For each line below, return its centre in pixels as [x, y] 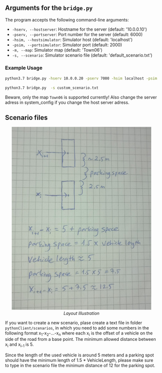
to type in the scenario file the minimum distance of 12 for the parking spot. [80, 366]
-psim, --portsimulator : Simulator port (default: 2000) [67, 45]
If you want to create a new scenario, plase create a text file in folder [73, 323]
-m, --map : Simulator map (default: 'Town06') [57, 50]
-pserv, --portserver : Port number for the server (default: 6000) [77, 34]
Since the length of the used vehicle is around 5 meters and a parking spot [80, 355]
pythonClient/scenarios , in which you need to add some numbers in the [77, 328]
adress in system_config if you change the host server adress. [67, 102]
